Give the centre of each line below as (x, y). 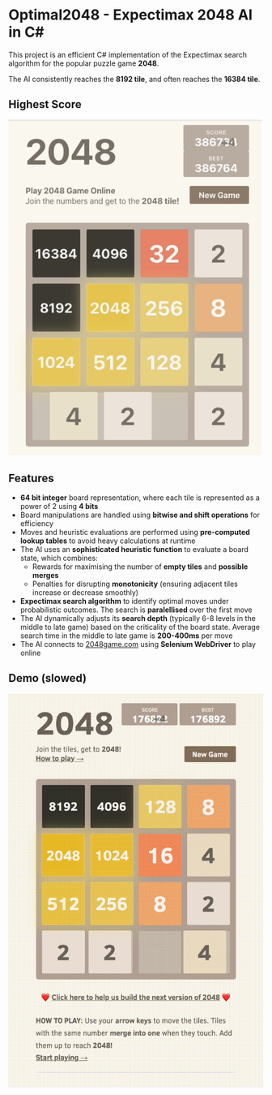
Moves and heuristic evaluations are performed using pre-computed (135, 532)
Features (31, 478)
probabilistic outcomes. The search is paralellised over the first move (136, 610)
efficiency (37, 524)
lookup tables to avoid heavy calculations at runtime (108, 541)
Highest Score (45, 104)
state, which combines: (59, 558)
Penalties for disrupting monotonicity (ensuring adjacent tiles (135, 584)
